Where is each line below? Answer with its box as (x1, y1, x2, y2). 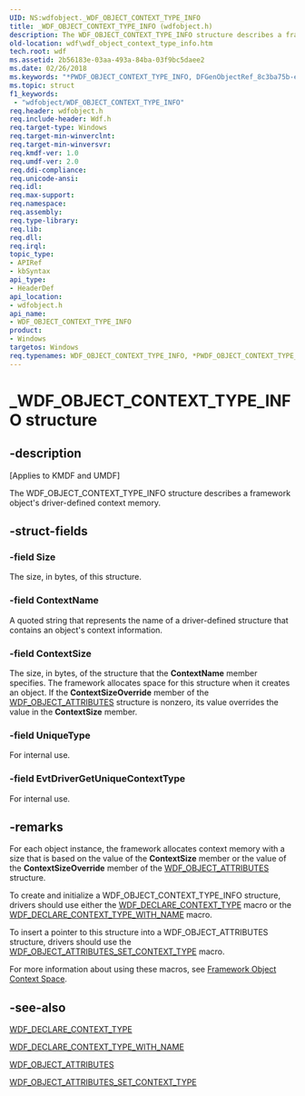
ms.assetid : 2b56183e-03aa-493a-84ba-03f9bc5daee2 (9, 55, 205, 65)
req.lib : (9, 224, 43, 234)
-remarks (9, 819, 64, 834)
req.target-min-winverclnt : (9, 132, 116, 141)
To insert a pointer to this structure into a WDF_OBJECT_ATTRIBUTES (9, 927, 269, 938)
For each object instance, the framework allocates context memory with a (9, 843, 286, 854)
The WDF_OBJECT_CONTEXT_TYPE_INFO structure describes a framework (9, 487, 291, 498)
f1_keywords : (9, 89, 59, 98)
